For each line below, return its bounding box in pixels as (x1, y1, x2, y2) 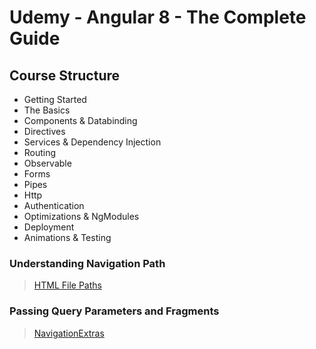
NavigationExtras (33, 327, 105, 339)
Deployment (23, 221, 75, 233)
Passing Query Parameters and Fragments (9, 304, 220, 318)
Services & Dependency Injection (23, 136, 162, 148)
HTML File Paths (33, 279, 102, 291)
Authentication (23, 200, 85, 211)
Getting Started (23, 94, 87, 105)
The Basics (23, 104, 71, 116)
